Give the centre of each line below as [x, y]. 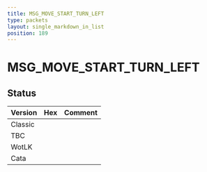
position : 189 [28, 33]
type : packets [28, 20]
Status [22, 93]
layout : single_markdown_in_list [56, 26]
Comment [80, 113]
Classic [23, 125]
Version [24, 113]
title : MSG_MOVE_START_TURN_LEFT [56, 14]
